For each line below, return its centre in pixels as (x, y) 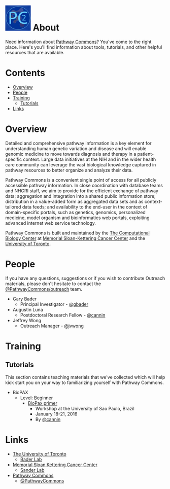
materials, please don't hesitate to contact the (53, 284)
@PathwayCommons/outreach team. (44, 289)
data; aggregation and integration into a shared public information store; (80, 196)
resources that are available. (35, 52)
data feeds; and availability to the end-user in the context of (85, 207)
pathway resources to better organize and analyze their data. (69, 170)
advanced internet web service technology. (51, 223)
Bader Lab (31, 459)
